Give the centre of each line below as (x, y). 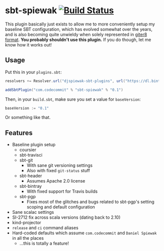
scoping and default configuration (61, 207)
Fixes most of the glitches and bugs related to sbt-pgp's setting (91, 202)
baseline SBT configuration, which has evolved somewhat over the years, (79, 29)
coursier (28, 150)
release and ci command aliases (45, 228)
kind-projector (27, 223)
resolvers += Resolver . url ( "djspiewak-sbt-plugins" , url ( (65, 81)
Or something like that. (28, 117)
